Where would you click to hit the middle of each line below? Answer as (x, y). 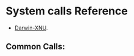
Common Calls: (35, 47)
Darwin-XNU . (31, 28)
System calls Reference (67, 11)
